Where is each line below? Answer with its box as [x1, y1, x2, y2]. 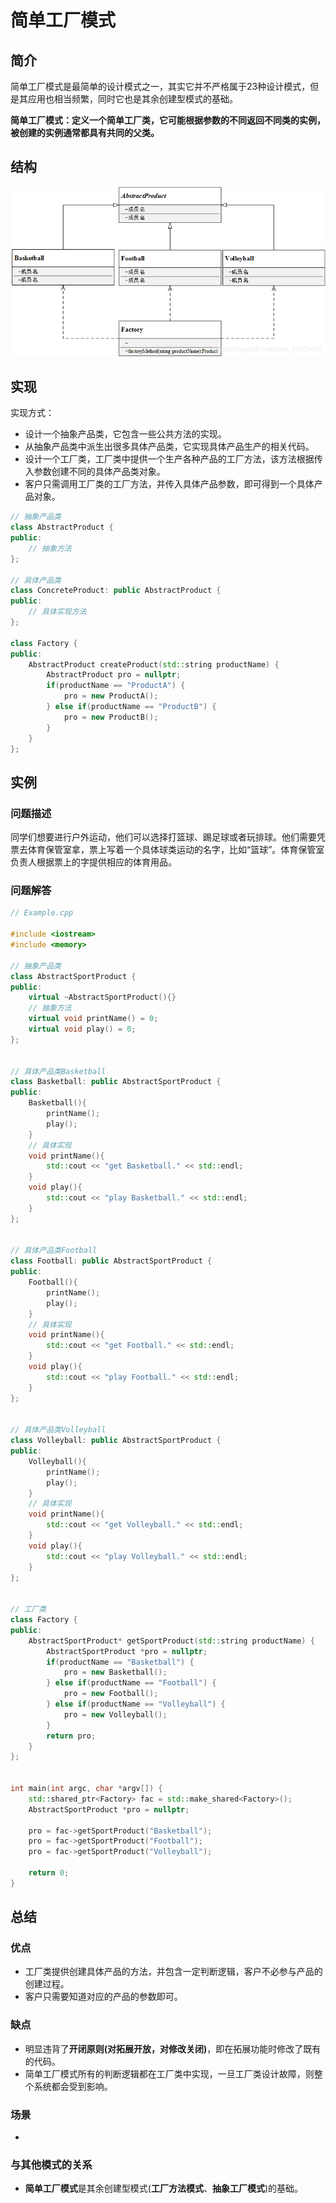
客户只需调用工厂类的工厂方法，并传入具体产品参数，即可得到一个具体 [24, 478, 315, 490]
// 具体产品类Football [10, 1246, 98, 1256]
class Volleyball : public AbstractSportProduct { [10, 1436, 222, 1446]
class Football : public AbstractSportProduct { [10, 1256, 213, 1266]
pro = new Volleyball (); [63, 1709, 168, 1720]
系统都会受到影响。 [33, 2080, 113, 2092]
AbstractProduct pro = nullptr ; [46, 670, 182, 680]
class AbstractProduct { [10, 522, 114, 533]
